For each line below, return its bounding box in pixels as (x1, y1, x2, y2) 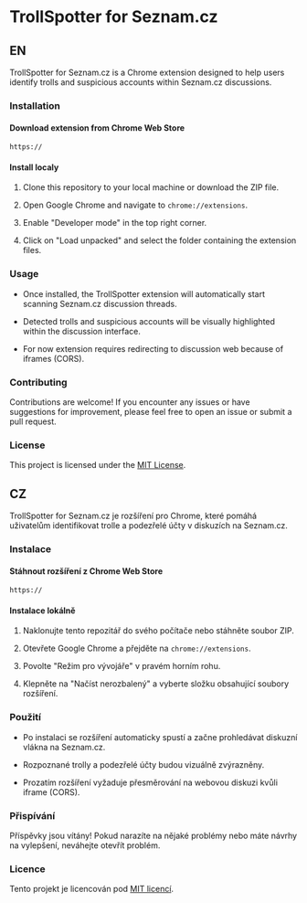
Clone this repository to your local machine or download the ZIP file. (22, 182, 280, 193)
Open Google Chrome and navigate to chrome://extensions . (22, 199, 249, 211)
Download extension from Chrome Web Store (9, 122, 185, 133)
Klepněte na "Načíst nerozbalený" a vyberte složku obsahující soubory (22, 678, 290, 689)
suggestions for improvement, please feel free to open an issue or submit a (9, 406, 292, 417)
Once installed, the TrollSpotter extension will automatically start (22, 288, 265, 299)
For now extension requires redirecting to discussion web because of (22, 343, 284, 354)
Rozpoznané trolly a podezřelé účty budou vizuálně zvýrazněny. (22, 759, 265, 770)
